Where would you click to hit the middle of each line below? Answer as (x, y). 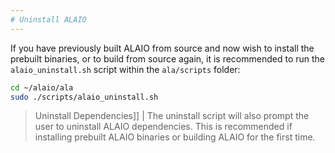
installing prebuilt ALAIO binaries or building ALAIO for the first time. (175, 137)
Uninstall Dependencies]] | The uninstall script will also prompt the (172, 116)
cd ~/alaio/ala (42, 87)
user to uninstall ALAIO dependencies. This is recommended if (163, 127)
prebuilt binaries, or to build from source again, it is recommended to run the (167, 58)
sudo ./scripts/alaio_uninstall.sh (84, 97)
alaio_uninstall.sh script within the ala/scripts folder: (125, 69)
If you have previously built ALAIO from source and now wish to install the (162, 48)
